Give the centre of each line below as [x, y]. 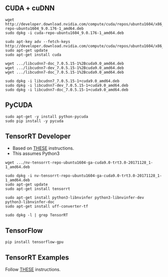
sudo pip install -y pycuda [34, 121]
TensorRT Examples [37, 257]
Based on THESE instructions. [43, 148]
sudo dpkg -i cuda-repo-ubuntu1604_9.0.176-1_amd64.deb [64, 33]
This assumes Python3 [36, 153]
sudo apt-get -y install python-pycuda [47, 116]
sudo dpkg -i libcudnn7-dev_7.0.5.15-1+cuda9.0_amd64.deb [67, 85]
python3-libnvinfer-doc [30, 202]
